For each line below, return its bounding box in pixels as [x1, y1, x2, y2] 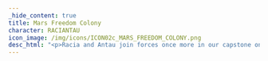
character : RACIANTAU [8, 26, 81, 34]
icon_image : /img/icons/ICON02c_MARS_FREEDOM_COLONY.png [8, 33, 202, 42]
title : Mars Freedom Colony [8, 19, 102, 27]
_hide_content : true [8, 11, 77, 20]
